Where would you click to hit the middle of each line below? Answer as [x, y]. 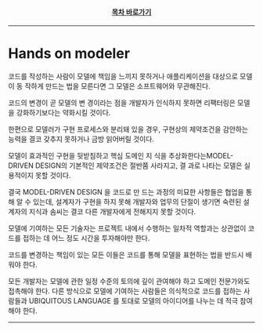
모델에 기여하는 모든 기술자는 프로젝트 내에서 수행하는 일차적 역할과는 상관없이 [127, 228]
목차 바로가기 [131, 12]
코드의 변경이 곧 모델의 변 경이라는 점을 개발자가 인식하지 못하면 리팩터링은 [122, 103]
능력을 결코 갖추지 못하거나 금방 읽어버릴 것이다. [81, 139]
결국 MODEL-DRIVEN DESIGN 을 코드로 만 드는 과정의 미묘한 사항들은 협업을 [126, 192]
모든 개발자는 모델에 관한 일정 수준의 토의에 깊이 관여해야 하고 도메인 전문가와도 [129, 282]
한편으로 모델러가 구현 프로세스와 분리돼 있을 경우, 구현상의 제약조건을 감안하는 [128, 129]
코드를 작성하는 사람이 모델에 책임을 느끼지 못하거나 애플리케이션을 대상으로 [123, 76]
